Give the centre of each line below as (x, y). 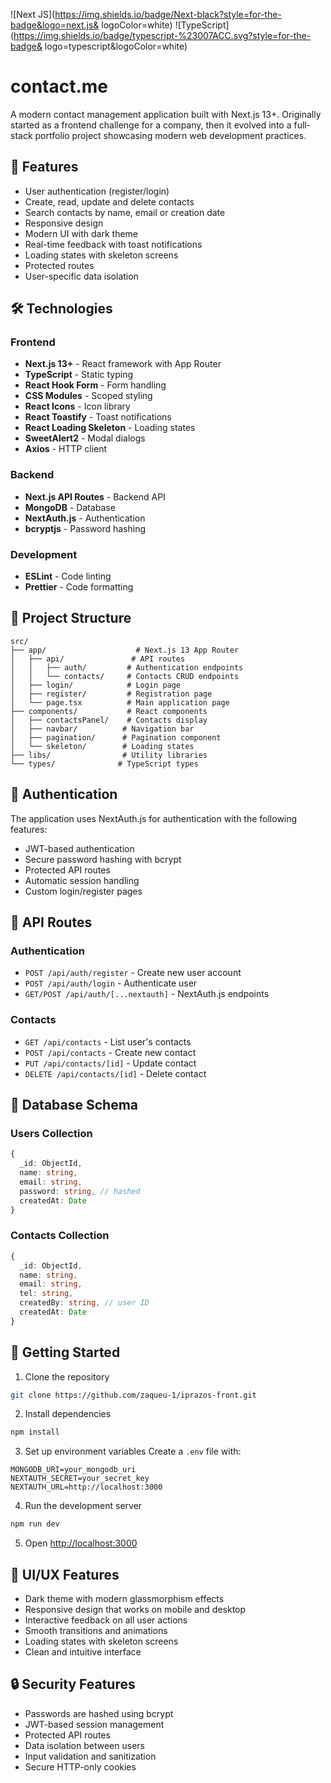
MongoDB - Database (70, 507)
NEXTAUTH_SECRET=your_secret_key (80, 1479)
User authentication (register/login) (97, 191)
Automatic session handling (82, 880)
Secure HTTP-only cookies (80, 1766)
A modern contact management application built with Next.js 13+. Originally (166, 114)
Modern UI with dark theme (81, 233)
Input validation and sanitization (90, 1756)
